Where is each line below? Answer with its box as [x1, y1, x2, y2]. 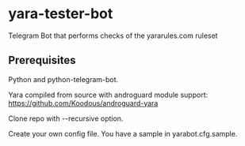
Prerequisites [8, 54, 76, 67]
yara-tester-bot [8, 5, 113, 23]
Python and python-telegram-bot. [8, 74, 119, 84]
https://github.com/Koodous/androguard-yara [8, 98, 159, 107]
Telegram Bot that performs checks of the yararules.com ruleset [8, 31, 218, 40]
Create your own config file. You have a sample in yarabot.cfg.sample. [8, 129, 238, 138]
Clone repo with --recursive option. [8, 114, 124, 123]
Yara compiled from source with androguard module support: [8, 90, 209, 99]
